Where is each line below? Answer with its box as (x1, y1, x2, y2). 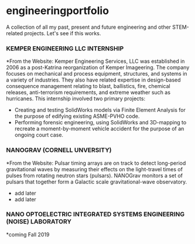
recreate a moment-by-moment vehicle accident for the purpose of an (14, 125, 184, 133)
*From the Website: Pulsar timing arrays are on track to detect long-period (6, 160, 186, 167)
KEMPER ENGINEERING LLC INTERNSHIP (6, 44, 124, 52)
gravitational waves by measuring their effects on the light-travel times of (6, 165, 183, 172)
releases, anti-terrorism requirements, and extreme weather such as (6, 89, 171, 96)
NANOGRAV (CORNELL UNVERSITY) (6, 146, 112, 154)
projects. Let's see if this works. (24, 29, 101, 36)
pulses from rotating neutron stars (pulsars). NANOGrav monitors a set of (6, 172, 183, 179)
